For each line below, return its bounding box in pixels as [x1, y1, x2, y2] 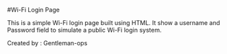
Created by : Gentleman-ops [7, 39, 88, 47]
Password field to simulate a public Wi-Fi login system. [7, 26, 162, 34]
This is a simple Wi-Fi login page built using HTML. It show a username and [7, 19, 221, 26]
